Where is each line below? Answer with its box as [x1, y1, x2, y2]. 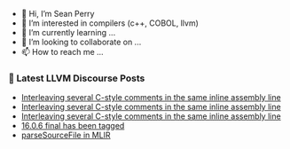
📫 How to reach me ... [20, 47, 104, 57]
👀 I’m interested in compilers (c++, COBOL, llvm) [20, 18, 199, 28]
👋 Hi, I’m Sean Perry [20, 9, 95, 19]
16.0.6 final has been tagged [20, 121, 125, 131]
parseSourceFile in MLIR [20, 129, 112, 141]
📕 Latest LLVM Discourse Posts [8, 72, 145, 84]
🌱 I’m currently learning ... [20, 27, 116, 37]
